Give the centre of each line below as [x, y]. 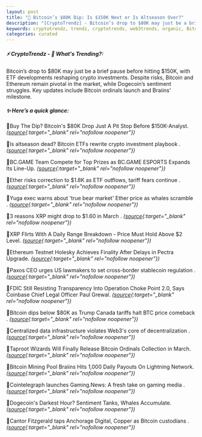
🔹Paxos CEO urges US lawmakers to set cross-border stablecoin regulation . [101, 270]
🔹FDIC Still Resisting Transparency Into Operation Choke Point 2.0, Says [95, 289]
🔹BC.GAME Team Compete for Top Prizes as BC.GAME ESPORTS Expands [98, 162]
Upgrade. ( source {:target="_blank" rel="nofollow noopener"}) [83, 258]
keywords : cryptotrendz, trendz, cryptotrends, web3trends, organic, [95, 29]
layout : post [23, 12]
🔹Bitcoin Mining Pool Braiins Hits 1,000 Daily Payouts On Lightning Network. [100, 367]
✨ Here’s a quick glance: [38, 110]
